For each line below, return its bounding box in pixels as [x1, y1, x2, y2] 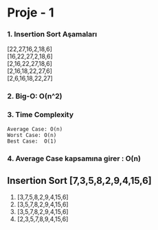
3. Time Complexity [7, 110, 74, 120]
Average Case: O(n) [7, 125, 63, 132]
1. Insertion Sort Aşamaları [7, 30, 98, 39]
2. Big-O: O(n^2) [7, 92, 63, 101]
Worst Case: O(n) [7, 132, 57, 138]
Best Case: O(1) [7, 138, 57, 145]
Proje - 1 [7, 5, 54, 21]
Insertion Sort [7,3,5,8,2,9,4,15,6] [7, 175, 153, 187]
